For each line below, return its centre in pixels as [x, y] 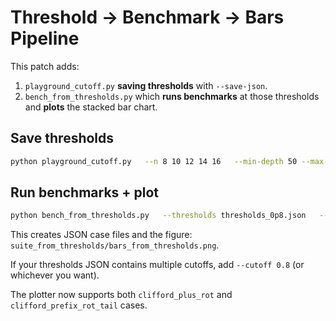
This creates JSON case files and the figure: [101, 235]
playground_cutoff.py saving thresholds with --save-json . [146, 85]
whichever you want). [55, 275]
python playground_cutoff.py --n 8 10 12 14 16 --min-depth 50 [154, 161]
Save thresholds [62, 138]
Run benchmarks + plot [85, 192]
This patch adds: [45, 66]
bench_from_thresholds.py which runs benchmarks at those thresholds [172, 96]
